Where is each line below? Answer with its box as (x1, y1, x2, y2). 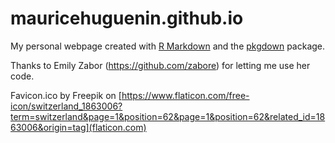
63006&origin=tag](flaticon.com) (10, 121, 147, 133)
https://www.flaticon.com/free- (121, 89, 250, 101)
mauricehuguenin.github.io (10, 7, 244, 30)
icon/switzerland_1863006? (10, 100, 123, 112)
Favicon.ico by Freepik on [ (10, 89, 122, 101)
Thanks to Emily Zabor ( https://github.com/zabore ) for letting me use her (10, 59, 311, 71)
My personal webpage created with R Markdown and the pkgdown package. (10, 40, 326, 52)
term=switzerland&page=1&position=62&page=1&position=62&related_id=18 (10, 110, 326, 122)
